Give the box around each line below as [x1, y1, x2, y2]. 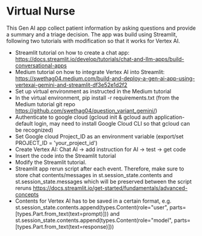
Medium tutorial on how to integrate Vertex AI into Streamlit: [15, 68, 165, 75]
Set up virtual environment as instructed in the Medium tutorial [15, 87, 172, 95]
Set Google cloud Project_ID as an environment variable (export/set [15, 132, 184, 140]
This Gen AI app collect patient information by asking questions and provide [6, 24, 196, 32]
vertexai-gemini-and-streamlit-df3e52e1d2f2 [15, 81, 127, 89]
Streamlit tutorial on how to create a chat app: [15, 49, 130, 56]
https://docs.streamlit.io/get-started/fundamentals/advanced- [33, 184, 188, 192]
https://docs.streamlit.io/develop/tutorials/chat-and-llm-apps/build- [15, 55, 184, 62]
